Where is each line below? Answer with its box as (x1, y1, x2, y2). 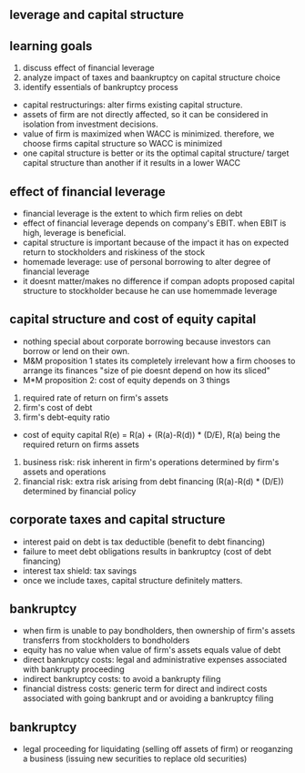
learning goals (9, 38, 93, 54)
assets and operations (22, 466, 107, 477)
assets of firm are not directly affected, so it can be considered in (22, 109, 269, 120)
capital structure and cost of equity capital (9, 311, 257, 327)
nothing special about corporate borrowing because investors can (22, 336, 271, 347)
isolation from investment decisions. (22, 118, 159, 130)
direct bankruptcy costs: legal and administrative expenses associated (22, 655, 288, 666)
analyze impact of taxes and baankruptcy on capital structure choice (22, 72, 280, 83)
